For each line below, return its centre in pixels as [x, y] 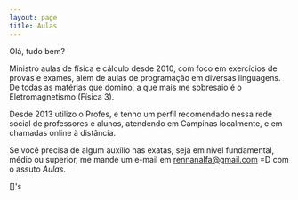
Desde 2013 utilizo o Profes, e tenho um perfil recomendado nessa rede [141, 114]
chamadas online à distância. [63, 132]
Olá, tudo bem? [37, 51]
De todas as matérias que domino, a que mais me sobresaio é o [125, 87]
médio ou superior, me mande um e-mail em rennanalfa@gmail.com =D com [149, 159]
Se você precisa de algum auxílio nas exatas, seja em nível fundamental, [142, 150]
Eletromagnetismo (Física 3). [62, 96]
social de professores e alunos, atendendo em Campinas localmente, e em [146, 123]
